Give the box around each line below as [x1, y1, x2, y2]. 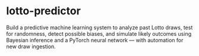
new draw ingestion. [6, 43, 56, 50]
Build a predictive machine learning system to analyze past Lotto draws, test [6, 24, 193, 31]
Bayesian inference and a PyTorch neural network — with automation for [6, 36, 184, 43]
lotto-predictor [6, 4, 81, 18]
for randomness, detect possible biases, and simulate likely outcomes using [6, 30, 192, 37]
